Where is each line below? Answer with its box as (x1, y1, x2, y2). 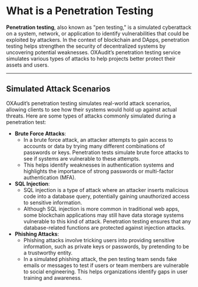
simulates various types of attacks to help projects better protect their (6, 55, 176, 62)
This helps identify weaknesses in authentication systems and (23, 161, 174, 168)
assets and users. (6, 61, 49, 69)
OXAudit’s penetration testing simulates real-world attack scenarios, (6, 99, 171, 107)
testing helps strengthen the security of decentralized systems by (6, 43, 166, 50)
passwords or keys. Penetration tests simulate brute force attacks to (23, 149, 189, 156)
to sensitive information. (23, 199, 82, 206)
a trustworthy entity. (23, 249, 72, 256)
